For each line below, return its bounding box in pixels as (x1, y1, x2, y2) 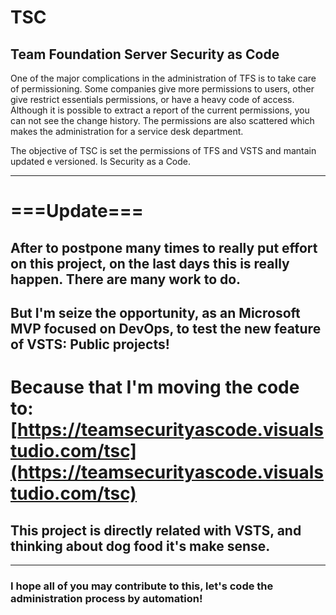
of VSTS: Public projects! (10, 336, 170, 353)
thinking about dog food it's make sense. (10, 537, 271, 555)
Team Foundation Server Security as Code (10, 46, 280, 63)
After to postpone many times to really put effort (10, 239, 318, 256)
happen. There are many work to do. (10, 271, 242, 288)
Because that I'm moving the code (10, 376, 300, 399)
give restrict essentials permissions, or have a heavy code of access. (10, 94, 295, 105)
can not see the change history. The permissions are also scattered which (10, 115, 315, 126)
